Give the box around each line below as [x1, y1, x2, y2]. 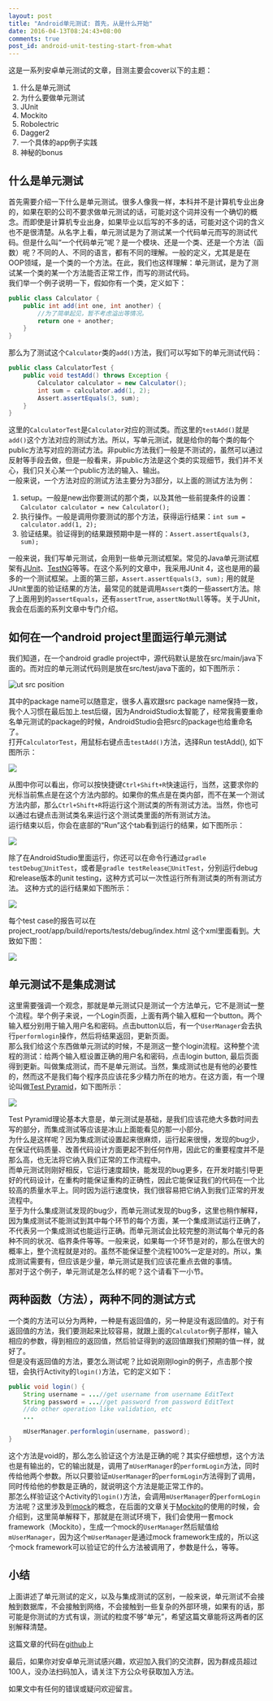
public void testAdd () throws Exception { [23, 371, 169, 380]
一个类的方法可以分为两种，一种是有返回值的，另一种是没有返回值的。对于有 [8, 1315, 265, 1325]
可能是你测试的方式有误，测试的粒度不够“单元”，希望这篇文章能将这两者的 [8, 1612, 258, 1621]
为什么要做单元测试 [19, 93, 85, 102]
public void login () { [8, 1383, 85, 1391]
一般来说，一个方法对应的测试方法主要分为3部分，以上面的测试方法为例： [8, 476, 255, 486]
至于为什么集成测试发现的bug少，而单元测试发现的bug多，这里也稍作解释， [8, 1205, 262, 1215]
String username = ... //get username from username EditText [23, 1390, 234, 1398]
